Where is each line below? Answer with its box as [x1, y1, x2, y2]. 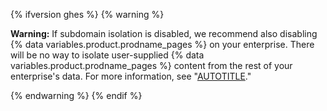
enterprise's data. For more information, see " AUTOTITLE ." [10, 70, 252, 82]
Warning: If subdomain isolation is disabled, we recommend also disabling [10, 28, 318, 39]
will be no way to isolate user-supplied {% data [10, 49, 205, 61]
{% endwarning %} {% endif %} [10, 90, 143, 101]
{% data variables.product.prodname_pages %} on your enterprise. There [10, 39, 315, 50]
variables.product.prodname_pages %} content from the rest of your [10, 60, 293, 71]
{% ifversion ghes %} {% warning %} [10, 9, 165, 20]
